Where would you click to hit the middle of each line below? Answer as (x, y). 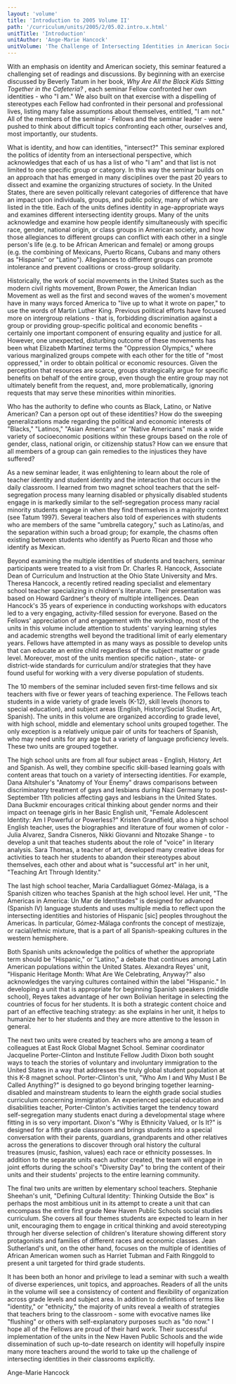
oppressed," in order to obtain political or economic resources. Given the (112, 363)
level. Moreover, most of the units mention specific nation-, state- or (106, 658)
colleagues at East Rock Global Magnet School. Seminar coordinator (106, 1048)
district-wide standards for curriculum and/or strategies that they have (109, 665)
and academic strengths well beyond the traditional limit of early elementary (117, 635)
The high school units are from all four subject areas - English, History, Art (114, 760)
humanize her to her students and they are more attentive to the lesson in (113, 1019)
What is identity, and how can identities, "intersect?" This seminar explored (116, 147)
